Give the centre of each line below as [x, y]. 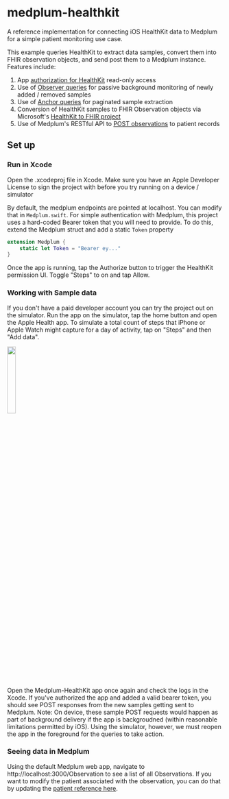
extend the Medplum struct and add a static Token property [90, 229]
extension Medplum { [37, 242]
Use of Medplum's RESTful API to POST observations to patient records [118, 123]
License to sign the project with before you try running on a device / [103, 187]
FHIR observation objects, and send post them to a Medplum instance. [107, 59]
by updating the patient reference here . [63, 788]
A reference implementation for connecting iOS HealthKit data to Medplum [112, 32]
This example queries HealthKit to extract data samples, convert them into [112, 52]
